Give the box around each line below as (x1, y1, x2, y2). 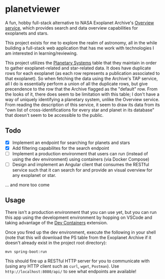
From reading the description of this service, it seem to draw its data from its (5, 102, 160, 107)
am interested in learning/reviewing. (5, 50, 78, 56)
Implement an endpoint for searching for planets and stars (12, 139, 130, 145)
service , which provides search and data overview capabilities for (5, 25, 138, 31)
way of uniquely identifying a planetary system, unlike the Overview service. (5, 96, 160, 102)
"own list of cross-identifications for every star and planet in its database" (5, 107, 155, 113)
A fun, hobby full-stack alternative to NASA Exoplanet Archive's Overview (5, 20, 154, 26)
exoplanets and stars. (5, 30, 49, 36)
